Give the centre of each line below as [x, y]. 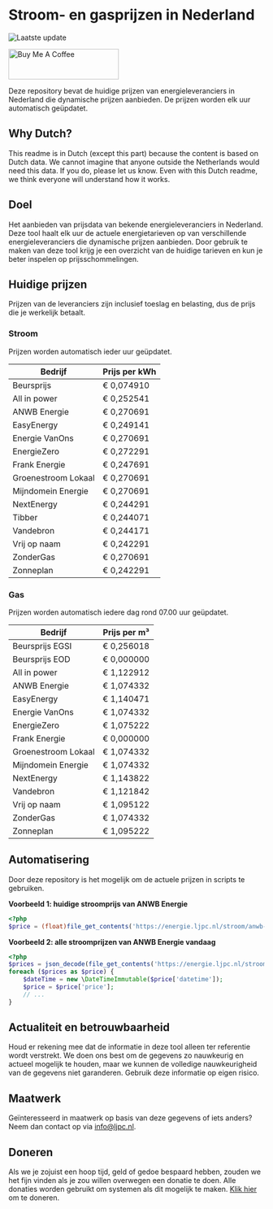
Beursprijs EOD [41, 659]
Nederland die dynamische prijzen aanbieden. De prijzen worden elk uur [130, 99]
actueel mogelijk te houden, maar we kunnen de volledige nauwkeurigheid [133, 1064]
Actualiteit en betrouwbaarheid [89, 1027]
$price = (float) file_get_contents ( [70, 926]
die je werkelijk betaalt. [47, 313]
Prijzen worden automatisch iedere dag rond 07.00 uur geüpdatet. [119, 612]
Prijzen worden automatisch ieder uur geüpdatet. [90, 351]
